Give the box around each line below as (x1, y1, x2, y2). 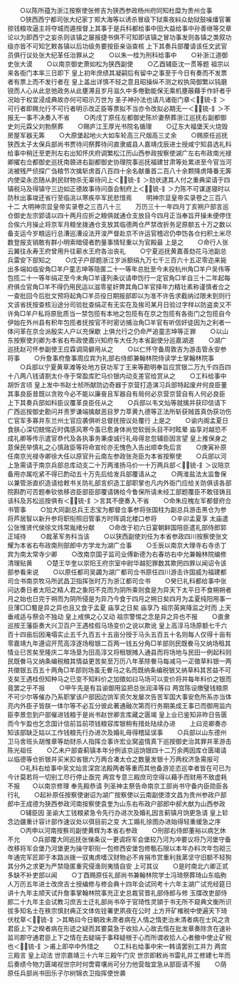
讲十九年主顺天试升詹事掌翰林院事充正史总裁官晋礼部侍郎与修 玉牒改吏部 (7, 888, 221, 897)
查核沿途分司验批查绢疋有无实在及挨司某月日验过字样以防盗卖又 (38, 300, 225, 309)
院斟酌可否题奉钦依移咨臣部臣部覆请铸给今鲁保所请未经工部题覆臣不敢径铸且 (7, 488, 232, 496)
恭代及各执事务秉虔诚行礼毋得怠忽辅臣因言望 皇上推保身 (56, 434, 221, 442)
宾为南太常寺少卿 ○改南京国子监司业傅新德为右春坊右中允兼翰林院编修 (7, 550, 227, 558)
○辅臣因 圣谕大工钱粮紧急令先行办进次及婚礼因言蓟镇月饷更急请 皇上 (19, 809, 223, 816)
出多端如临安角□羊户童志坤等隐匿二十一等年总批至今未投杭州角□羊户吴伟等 (7, 265, 231, 273)
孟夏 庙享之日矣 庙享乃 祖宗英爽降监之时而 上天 (93, 603, 232, 612)
